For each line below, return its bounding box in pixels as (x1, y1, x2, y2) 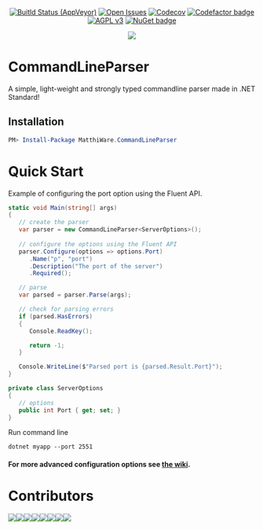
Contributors (8, 488, 94, 505)
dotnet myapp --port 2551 (8, 443, 93, 451)
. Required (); (28, 270, 72, 278)
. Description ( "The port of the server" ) (28, 262, 163, 271)
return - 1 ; (28, 341, 65, 349)
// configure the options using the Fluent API (18, 240, 177, 248)
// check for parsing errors (18, 305, 114, 314)
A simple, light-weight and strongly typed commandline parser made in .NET (8, 83, 256, 94)
